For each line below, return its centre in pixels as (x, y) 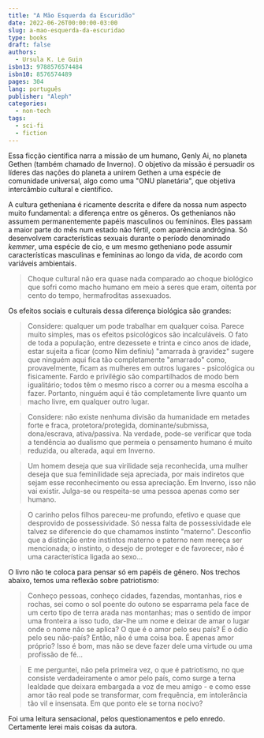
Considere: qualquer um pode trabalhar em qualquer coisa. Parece (136, 326)
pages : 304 (26, 81)
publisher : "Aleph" (40, 96)
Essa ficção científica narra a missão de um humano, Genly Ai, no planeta (128, 156)
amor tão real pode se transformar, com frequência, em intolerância (138, 695)
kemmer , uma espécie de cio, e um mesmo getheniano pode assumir (120, 247)
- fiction (31, 133)
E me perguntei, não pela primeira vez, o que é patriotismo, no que (136, 669)
